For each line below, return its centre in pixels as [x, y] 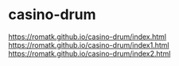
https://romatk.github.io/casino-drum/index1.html [89, 45]
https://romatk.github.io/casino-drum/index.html [88, 37]
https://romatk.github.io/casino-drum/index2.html [89, 53]
